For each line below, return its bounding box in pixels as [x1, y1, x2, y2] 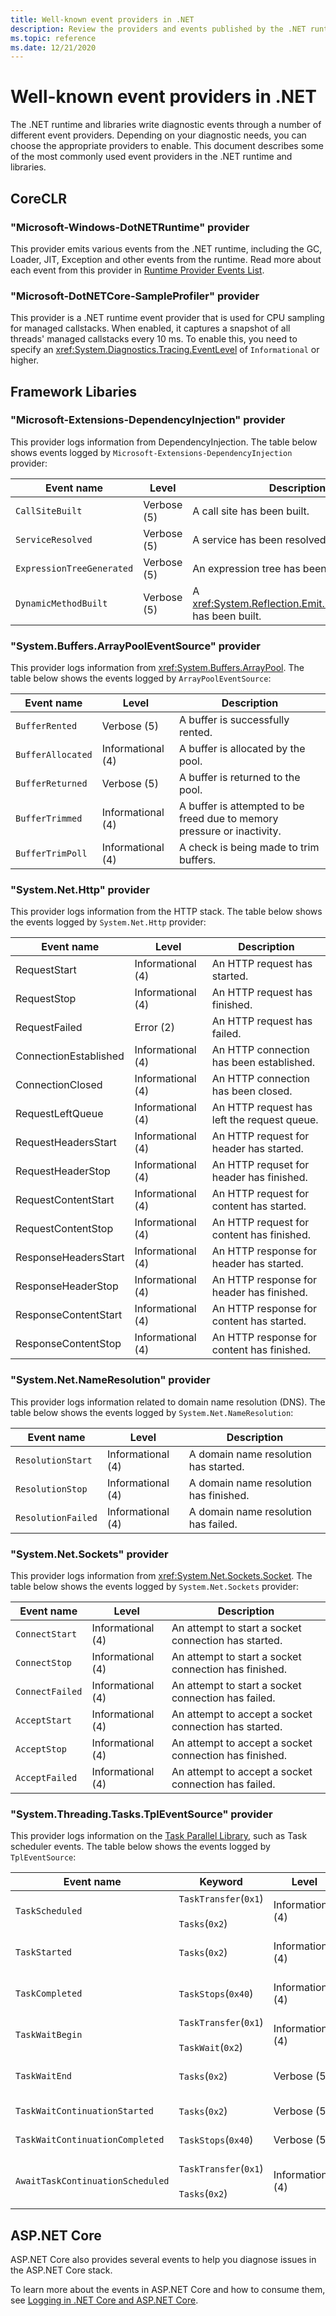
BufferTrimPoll [15, 848, 88, 860]
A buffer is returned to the [179, 771, 301, 785]
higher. [10, 354, 40, 366]
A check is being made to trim [179, 841, 320, 855]
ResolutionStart [15, 1454, 93, 1466]
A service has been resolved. [192, 532, 329, 546]
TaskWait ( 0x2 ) [178, 2041, 244, 2055]
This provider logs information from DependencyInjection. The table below [10, 436, 318, 448]
